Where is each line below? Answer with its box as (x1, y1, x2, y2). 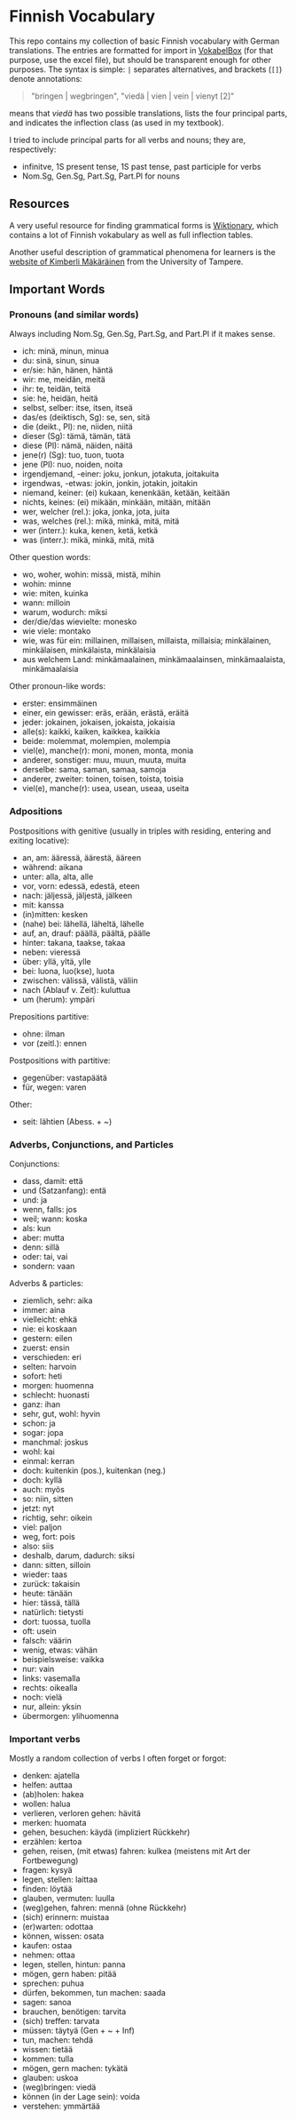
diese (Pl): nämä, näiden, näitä (21, 440, 133, 451)
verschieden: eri (21, 1352, 82, 1363)
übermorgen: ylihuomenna (21, 1711, 120, 1722)
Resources (9, 196, 70, 212)
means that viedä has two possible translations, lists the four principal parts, (9, 108, 288, 118)
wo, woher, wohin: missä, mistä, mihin (21, 569, 161, 580)
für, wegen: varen (21, 1082, 87, 1092)
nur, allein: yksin (21, 1701, 82, 1712)
